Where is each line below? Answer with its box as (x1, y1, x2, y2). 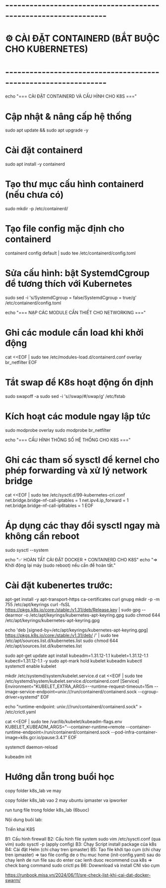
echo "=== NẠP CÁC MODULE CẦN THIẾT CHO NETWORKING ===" (5, 310, 146, 315)
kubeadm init (5, 754, 32, 760)
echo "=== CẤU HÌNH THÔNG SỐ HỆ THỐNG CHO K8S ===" (5, 437, 131, 443)
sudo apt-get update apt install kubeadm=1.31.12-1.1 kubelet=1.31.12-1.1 (5, 652, 149, 658)
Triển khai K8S (5, 826, 35, 832)
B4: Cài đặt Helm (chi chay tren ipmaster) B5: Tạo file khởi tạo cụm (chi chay (5, 846, 161, 852)
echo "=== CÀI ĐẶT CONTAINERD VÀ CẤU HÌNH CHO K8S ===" (5, 93, 137, 99)
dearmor (5, 612, 23, 618)
